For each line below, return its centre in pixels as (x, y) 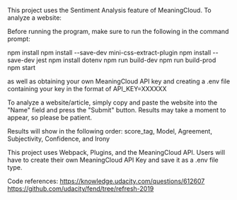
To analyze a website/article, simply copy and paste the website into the (112, 102)
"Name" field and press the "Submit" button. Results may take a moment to (117, 110)
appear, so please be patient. (50, 117)
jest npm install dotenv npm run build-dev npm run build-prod (126, 60)
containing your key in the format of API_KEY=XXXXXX (87, 89)
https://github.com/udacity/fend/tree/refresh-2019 (81, 189)
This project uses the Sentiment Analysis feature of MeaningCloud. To (109, 10)
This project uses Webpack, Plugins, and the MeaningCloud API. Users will (116, 152)
